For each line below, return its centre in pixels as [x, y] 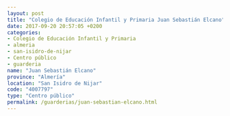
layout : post [26, 13]
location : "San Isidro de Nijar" [55, 83]
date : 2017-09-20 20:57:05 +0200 [55, 26]
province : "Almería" [37, 77]
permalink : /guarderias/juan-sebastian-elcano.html [82, 102]
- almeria [21, 45]
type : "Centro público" [41, 96]
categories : [24, 32]
